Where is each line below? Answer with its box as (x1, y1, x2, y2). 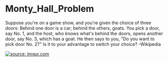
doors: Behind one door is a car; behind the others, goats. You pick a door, (5, 25, 160, 31)
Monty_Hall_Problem (5, 3, 94, 15)
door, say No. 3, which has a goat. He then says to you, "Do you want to (5, 36, 155, 42)
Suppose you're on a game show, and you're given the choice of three (5, 20, 151, 26)
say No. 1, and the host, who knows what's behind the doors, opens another (5, 30, 163, 36)
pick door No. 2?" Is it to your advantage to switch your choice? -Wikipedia (5, 41, 161, 47)
